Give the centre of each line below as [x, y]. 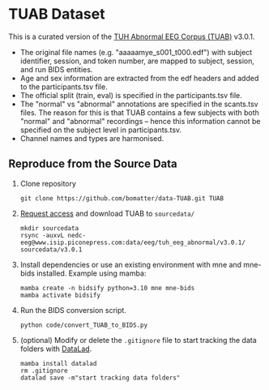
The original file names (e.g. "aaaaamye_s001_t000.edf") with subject [136, 52]
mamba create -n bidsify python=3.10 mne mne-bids [107, 288]
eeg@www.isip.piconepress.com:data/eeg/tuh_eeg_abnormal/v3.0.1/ [132, 242]
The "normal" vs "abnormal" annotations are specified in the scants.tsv [139, 104]
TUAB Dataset [57, 14]
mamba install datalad [58, 363]
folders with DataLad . [56, 349]
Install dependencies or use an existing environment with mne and [130, 264]
